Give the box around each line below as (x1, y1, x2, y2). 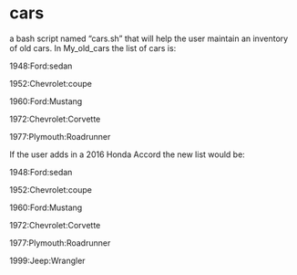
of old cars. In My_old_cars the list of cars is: (9, 42, 177, 53)
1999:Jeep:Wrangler (9, 255, 86, 266)
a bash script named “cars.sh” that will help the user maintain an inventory (9, 33, 289, 44)
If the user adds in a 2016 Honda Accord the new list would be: (9, 149, 246, 160)
